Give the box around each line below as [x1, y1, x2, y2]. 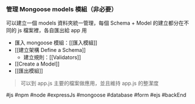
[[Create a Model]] [14, 60, 60, 68]
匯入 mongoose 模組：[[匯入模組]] [14, 39, 97, 46]
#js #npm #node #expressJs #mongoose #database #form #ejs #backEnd [6, 92, 187, 99]
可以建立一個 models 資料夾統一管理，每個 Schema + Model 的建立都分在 [6, 19, 184, 27]
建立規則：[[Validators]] [23, 54, 81, 61]
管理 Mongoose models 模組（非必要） [6, 5, 117, 13]
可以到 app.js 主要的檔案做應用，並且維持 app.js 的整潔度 [20, 80, 159, 87]
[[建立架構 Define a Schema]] [14, 47, 86, 54]
